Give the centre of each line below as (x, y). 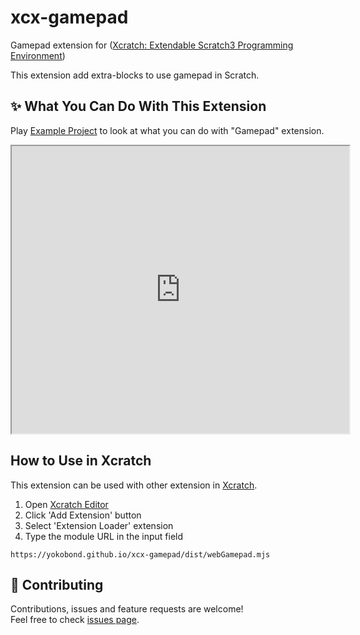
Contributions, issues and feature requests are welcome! (127, 609)
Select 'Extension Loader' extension (99, 525)
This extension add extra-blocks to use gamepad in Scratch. (135, 75)
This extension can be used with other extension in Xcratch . (134, 485)
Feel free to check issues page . (75, 620)
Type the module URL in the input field (104, 536)
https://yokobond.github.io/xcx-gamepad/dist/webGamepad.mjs (140, 554)
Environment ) (38, 55)
